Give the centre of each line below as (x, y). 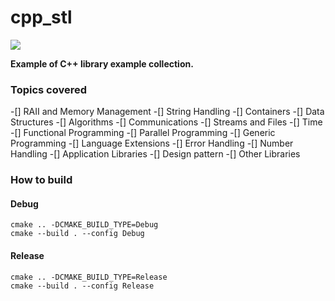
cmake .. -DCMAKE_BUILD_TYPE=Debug (84, 225)
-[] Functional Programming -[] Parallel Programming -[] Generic (143, 133)
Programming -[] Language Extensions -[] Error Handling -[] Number (152, 143)
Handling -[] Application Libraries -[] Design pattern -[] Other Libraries (155, 154)
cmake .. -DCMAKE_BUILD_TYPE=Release (89, 277)
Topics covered (49, 89)
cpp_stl (41, 17)
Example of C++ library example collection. (102, 63)
